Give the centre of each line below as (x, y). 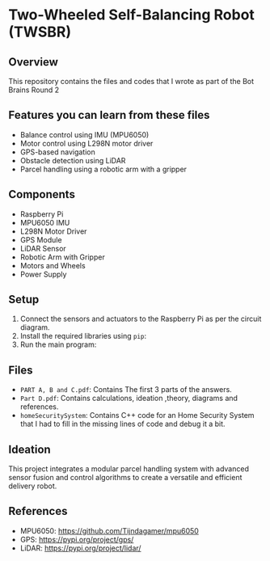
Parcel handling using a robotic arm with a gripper (103, 169)
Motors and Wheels (53, 265)
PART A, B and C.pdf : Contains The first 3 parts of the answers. (126, 390)
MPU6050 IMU (45, 222)
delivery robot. (33, 486)
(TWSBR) (40, 32)
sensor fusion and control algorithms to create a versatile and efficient (125, 478)
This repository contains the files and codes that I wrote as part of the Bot (131, 81)
